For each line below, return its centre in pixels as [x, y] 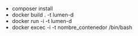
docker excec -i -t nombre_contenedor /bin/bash [72, 27]
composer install [32, 9]
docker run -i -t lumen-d [42, 21]
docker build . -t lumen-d [42, 15]
